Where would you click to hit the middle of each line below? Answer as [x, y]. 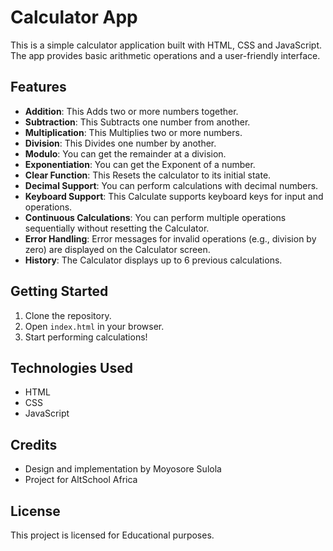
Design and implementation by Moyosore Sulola [123, 469]
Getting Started [59, 291]
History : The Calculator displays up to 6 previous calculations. [153, 260]
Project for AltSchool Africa [81, 480]
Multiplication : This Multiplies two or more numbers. [133, 132]
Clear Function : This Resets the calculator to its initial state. [148, 175]
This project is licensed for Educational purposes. [112, 535]
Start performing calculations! [86, 337]
